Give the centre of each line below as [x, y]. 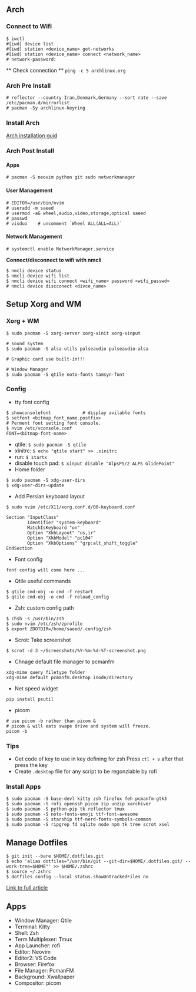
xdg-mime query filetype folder [46, 672]
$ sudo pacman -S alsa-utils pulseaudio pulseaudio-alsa [77, 349]
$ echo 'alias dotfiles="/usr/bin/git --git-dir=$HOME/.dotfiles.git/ [94, 862]
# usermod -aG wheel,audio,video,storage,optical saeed [76, 213]
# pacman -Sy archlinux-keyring [46, 108]
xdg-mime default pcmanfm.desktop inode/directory [69, 677]
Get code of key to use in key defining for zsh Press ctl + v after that [99, 759]
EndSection [19, 548]
